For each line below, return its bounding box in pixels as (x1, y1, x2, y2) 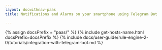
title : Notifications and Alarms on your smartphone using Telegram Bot (5, 12, 158, 17)
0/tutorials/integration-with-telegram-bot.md (5, 39, 96, 45)
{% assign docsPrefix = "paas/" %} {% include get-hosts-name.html (5, 29, 144, 35)
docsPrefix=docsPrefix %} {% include (5, 34, 82, 40)
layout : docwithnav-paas (5, 7, 56, 12)
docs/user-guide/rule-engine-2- (83, 34, 149, 40)
